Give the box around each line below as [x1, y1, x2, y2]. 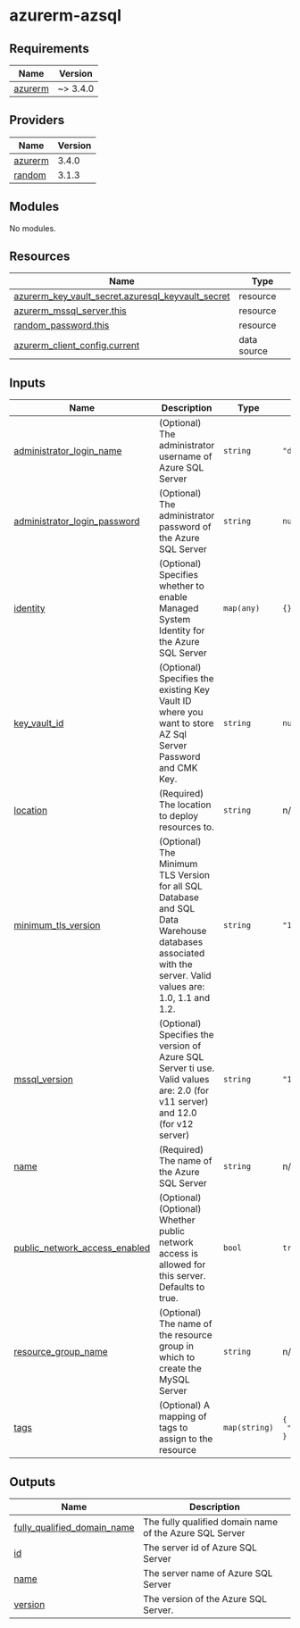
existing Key [159, 684, 210, 697]
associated [159, 948, 205, 960]
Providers [9, 113, 65, 128]
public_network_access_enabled [13, 1242, 151, 1255]
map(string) [222, 1423, 274, 1433]
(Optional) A [159, 1399, 211, 1412]
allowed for [159, 1258, 206, 1271]
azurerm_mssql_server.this [13, 305, 127, 317]
